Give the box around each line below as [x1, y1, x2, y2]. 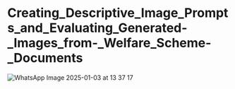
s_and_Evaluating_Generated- [7, 20, 188, 36]
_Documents [7, 50, 83, 66]
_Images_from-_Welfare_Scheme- [7, 35, 212, 51]
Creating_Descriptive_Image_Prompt [7, 5, 229, 21]
